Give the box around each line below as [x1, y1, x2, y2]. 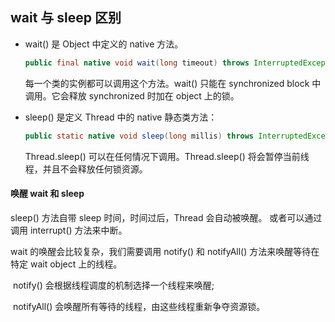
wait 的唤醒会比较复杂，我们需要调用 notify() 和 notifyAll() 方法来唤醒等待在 [10, 245, 320, 257]
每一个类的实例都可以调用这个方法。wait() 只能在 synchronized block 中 [24, 77, 322, 89]
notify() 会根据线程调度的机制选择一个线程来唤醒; [12, 279, 215, 291]
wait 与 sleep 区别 [10, 9, 122, 27]
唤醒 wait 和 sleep [10, 188, 85, 200]
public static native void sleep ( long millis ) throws [24, 131, 255, 141]
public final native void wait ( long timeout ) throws [24, 58, 250, 68]
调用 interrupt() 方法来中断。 [10, 224, 128, 236]
